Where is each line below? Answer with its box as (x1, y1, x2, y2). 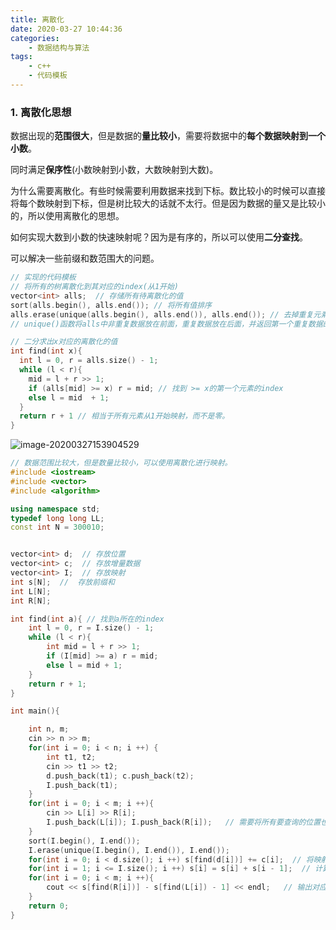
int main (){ (10, 706, 60, 716)
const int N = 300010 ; (10, 522, 105, 533)
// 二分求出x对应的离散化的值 (10, 337, 118, 347)
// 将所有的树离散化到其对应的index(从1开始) (10, 282, 179, 292)
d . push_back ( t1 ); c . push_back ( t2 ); (46, 771, 195, 781)
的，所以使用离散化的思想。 (10, 210, 125, 222)
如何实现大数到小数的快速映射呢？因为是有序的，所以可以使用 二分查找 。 (10, 231, 308, 243)
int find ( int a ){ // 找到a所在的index (10, 614, 165, 624)
